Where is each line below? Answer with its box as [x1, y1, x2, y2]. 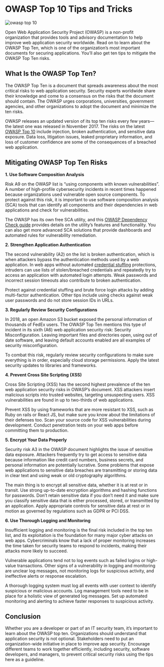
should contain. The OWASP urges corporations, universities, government [5, 98, 154, 104]
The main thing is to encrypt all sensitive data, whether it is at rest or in [5, 482, 148, 488]
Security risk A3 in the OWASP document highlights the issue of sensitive [5, 446, 153, 452]
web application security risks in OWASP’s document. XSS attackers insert [5, 386, 155, 392]
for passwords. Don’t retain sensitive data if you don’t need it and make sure [5, 492, 159, 498]
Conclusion [5, 612, 41, 620]
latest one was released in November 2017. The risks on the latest [12, 123, 145, 129]
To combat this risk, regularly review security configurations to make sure [5, 352, 154, 358]
